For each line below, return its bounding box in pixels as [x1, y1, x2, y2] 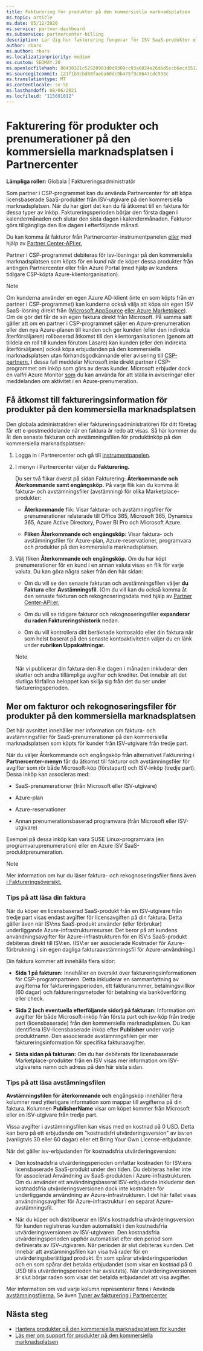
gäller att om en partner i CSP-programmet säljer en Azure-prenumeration [6, 320, 190, 327]
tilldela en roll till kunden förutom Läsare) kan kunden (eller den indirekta [6, 339, 187, 346]
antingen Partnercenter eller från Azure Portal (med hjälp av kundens [6, 264, 178, 271]
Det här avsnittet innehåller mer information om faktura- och [6, 727, 156, 734]
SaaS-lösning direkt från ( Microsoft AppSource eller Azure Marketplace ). [6, 306, 188, 314]
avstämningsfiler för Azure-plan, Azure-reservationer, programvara [24, 537, 192, 544]
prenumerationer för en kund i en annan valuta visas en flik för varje [14, 561, 184, 569]
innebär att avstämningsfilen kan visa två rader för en [14, 1248, 149, 1255]
